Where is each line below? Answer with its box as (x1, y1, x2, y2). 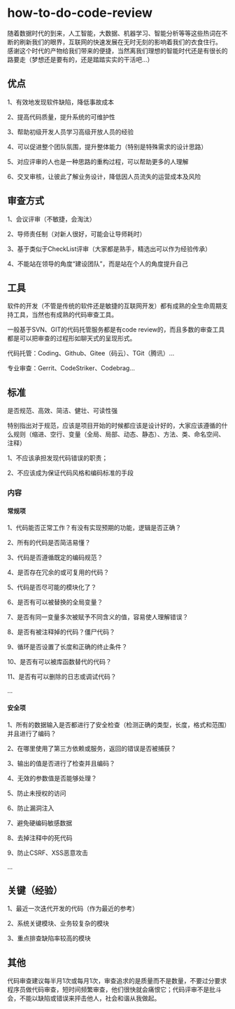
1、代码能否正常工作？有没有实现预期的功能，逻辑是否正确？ (7, 524, 182, 532)
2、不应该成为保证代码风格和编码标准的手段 (7, 468, 134, 478)
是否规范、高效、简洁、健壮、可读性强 (7, 407, 117, 415)
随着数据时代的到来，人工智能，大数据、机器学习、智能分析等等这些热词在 (7, 29, 222, 37)
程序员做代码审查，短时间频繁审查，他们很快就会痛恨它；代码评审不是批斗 (7, 985, 222, 994)
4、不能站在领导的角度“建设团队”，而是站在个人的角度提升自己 (7, 259, 189, 268)
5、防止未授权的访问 (7, 789, 66, 797)
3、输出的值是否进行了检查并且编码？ (7, 759, 115, 767)
